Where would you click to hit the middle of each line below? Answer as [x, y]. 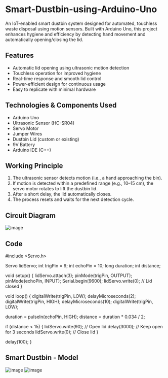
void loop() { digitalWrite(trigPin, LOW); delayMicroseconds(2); [71, 296]
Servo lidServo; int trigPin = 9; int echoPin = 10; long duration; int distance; [83, 266]
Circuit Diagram [30, 215]
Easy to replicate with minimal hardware [54, 89]
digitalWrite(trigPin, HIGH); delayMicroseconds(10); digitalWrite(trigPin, [79, 301]
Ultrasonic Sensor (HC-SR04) [44, 123]
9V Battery [24, 144]
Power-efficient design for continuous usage [59, 84]
